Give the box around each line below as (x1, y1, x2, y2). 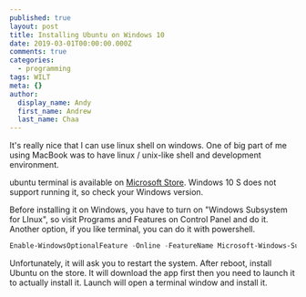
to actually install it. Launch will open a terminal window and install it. (9, 277, 268, 288)
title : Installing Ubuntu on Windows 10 (9, 30, 166, 39)
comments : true (9, 47, 67, 56)
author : (9, 89, 39, 98)
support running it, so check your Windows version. (9, 187, 204, 198)
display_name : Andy (17, 97, 92, 108)
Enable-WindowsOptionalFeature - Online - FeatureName (9, 241, 214, 251)
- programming (17, 65, 71, 74)
